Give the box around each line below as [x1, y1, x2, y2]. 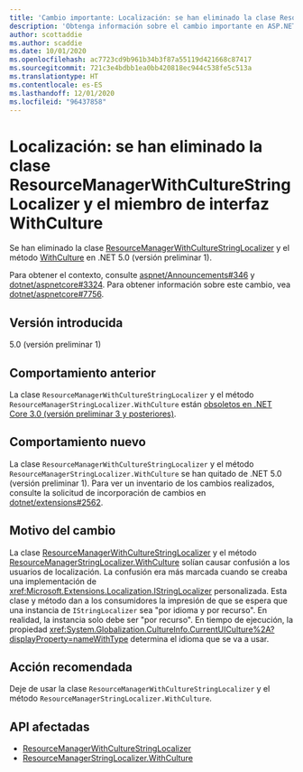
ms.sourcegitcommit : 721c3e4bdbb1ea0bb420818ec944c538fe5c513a [9, 64, 252, 73]
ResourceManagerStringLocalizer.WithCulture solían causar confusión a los [9, 556, 290, 567]
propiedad [9, 624, 48, 635]
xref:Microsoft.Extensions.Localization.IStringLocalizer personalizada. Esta [9, 585, 288, 596]
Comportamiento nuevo [9, 434, 146, 450]
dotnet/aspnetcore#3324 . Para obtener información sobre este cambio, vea [9, 279, 291, 290]
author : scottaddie [9, 30, 83, 39]
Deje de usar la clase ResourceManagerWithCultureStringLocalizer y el [9, 684, 271, 694]
